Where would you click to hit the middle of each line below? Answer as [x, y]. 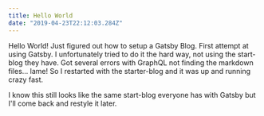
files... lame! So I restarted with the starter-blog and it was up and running [130, 71]
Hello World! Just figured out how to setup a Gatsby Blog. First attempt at [128, 45]
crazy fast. [26, 79]
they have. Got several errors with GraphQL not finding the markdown [139, 62]
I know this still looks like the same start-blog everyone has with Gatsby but [132, 95]
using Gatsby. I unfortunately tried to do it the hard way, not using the [122, 54]
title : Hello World [41, 15]
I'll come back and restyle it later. [63, 103]
